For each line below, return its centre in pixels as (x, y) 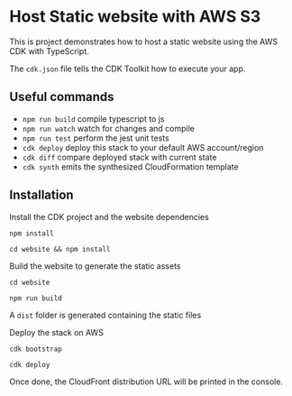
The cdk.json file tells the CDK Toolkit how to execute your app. (128, 69)
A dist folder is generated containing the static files (105, 315)
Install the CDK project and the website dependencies (109, 216)
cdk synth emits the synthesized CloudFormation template (130, 166)
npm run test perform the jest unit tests (96, 138)
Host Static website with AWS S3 (135, 17)
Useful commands (62, 97)
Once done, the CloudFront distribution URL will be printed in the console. (146, 382)
